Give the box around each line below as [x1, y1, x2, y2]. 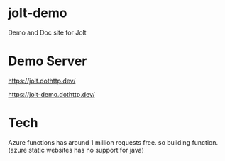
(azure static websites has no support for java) [8, 145, 145, 154]
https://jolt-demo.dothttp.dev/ [8, 90, 95, 98]
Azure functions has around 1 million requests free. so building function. [8, 138, 219, 146]
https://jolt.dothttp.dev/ [8, 76, 76, 85]
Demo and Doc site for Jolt [8, 28, 87, 37]
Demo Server [8, 53, 87, 69]
